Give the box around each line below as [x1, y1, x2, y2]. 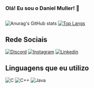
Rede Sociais [5, 35, 48, 44]
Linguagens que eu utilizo [5, 63, 89, 72]
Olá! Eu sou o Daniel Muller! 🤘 [5, 5, 80, 12]
